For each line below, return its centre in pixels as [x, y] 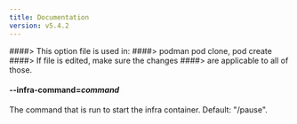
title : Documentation [49, 17]
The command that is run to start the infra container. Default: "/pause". [139, 109]
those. [21, 70]
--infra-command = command [64, 90]
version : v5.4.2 [39, 26]
